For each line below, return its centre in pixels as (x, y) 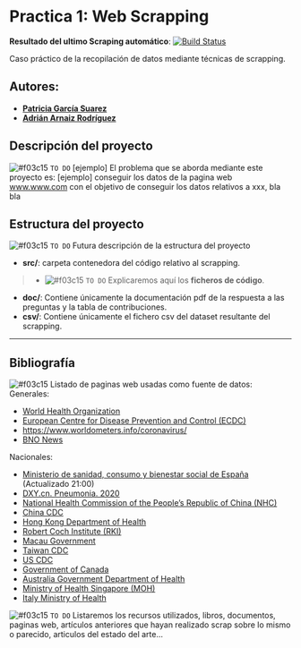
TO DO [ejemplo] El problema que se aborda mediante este (157, 167)
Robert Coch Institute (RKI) (72, 532)
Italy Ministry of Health (64, 598)
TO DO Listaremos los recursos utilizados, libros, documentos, (163, 616)
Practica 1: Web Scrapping (109, 17)
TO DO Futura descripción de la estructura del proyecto (150, 246)
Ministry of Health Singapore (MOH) (89, 589)
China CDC (43, 513)
